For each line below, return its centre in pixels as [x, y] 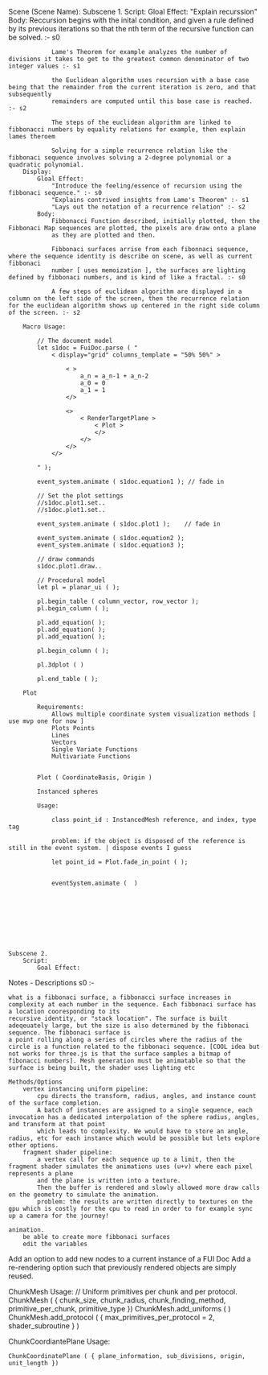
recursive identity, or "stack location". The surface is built [118, 1018]
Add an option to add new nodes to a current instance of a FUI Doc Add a [130, 1259]
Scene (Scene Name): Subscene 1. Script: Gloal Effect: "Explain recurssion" [133, 12]
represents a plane [41, 1174]
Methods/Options [35, 1082]
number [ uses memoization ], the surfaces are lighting [148, 270]
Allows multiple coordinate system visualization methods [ [154, 714]
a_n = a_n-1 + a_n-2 [114, 376]
